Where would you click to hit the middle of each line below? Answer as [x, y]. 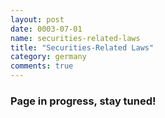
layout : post [37, 19]
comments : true [42, 66]
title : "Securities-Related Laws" [82, 47]
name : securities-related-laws [75, 38]
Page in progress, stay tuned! [83, 101]
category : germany [48, 57]
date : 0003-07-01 [46, 29]
